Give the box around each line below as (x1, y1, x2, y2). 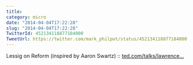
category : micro (6, 14, 46, 20)
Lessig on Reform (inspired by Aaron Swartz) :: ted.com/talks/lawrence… (6, 53, 184, 59)
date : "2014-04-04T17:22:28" (6, 19, 78, 25)
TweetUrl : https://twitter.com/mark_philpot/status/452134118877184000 (6, 36, 187, 42)
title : (6, 8, 23, 15)
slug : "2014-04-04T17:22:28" (6, 25, 78, 31)
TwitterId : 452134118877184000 (6, 31, 84, 37)
